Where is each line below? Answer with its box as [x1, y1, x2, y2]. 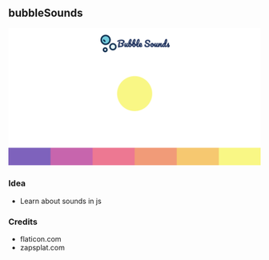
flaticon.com [19, 234, 62, 244]
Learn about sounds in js [19, 196, 102, 206]
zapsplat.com [19, 243, 66, 253]
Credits [8, 216, 38, 227]
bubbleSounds [8, 6, 83, 20]
